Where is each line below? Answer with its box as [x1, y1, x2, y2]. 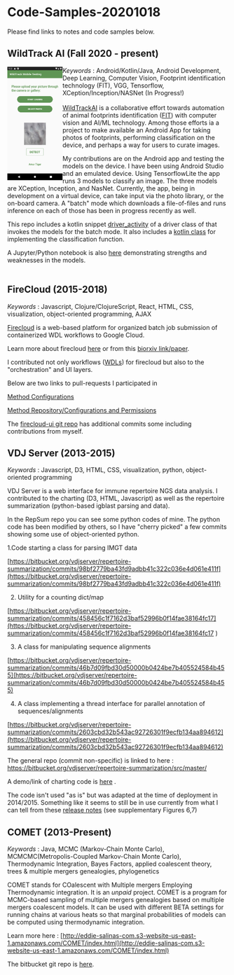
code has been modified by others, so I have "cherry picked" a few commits [7, 523, 227, 531]
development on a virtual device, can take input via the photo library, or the [7, 191, 224, 200]
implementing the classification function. [7, 235, 125, 243]
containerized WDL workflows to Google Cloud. [7, 331, 145, 339]
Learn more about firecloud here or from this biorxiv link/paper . [7, 344, 190, 352]
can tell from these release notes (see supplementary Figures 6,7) [7, 806, 198, 815]
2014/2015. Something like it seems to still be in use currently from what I [7, 798, 219, 807]
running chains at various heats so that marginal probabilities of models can [7, 911, 226, 919]
